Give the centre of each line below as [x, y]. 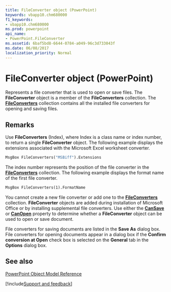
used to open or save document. [40, 219]
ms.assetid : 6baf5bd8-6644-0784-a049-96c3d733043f [60, 44]
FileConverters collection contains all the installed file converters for [78, 103]
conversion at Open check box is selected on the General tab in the [77, 240]
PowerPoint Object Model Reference [44, 274]
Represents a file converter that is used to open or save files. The [74, 92]
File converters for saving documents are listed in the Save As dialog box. [83, 229]
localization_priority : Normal [39, 53]
